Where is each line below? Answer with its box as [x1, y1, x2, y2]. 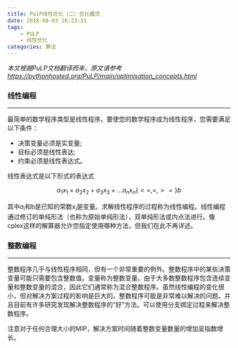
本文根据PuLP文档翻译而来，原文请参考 [7, 64, 123, 72]
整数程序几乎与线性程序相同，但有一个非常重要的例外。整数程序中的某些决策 [7, 265, 231, 273]
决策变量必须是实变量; [17, 139, 83, 148]
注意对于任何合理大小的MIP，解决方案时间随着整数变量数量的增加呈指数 [7, 325, 217, 333]
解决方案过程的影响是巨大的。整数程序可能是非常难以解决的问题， [31, 292, 225, 300]
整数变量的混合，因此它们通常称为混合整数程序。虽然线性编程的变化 [19, 283, 218, 291]
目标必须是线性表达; [17, 148, 76, 156]
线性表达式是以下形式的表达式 [7, 172, 94, 180]
